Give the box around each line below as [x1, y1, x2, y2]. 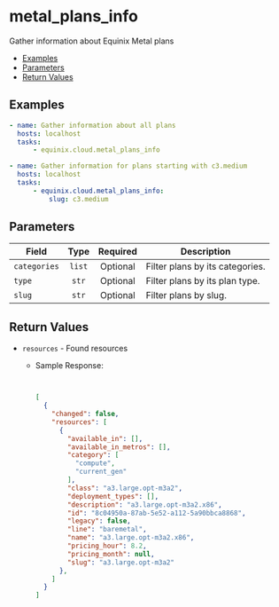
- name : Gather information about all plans [9, 121, 176, 130]
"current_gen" [74, 468, 128, 477]
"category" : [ [66, 451, 120, 460]
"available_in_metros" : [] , [66, 442, 171, 452]
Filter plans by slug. [145, 289, 228, 302]
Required [97, 246, 137, 258]
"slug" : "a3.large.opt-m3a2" [66, 557, 175, 567]
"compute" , [74, 459, 115, 468]
